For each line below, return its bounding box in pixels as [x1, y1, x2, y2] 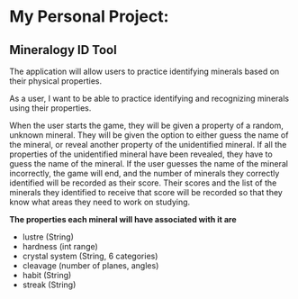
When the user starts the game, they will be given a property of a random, [9, 120, 284, 131]
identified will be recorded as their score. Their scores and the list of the [9, 177, 277, 188]
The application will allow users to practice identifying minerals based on [9, 66, 280, 77]
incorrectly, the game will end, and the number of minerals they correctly [9, 168, 280, 178]
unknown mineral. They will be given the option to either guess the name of [9, 130, 289, 140]
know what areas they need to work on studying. [9, 196, 191, 207]
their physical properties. [9, 76, 103, 86]
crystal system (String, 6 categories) [22, 250, 158, 261]
